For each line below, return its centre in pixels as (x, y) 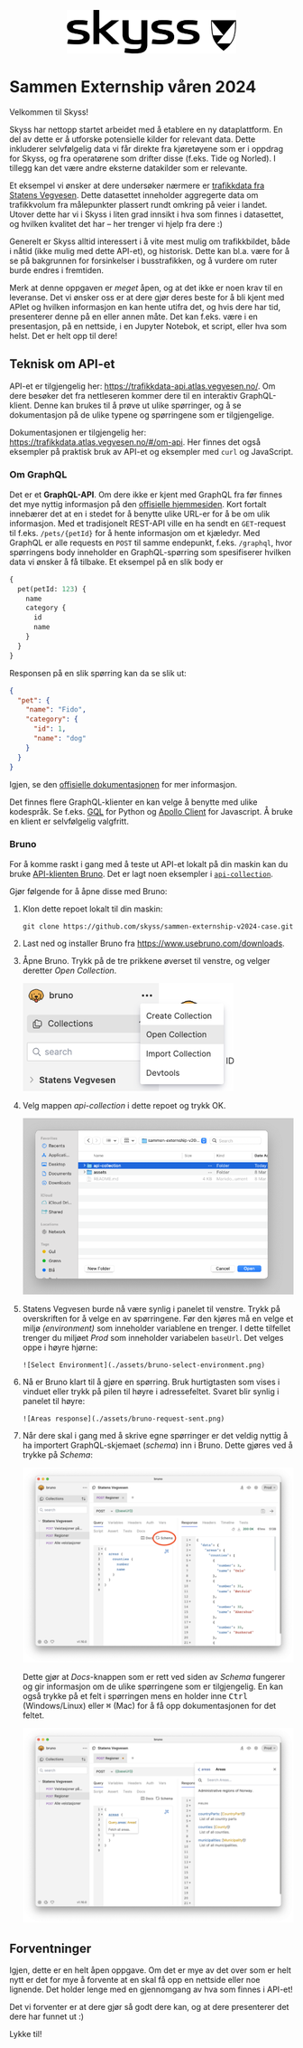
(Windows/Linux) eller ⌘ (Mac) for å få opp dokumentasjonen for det (149, 1706)
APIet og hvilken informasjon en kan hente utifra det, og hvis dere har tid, (145, 307)
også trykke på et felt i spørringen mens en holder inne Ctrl (135, 1696)
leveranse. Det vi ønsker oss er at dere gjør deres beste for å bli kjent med (147, 297)
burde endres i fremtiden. (57, 270)
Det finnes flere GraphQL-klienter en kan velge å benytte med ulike (134, 802)
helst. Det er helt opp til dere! (64, 335)
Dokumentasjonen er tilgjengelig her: (78, 432)
